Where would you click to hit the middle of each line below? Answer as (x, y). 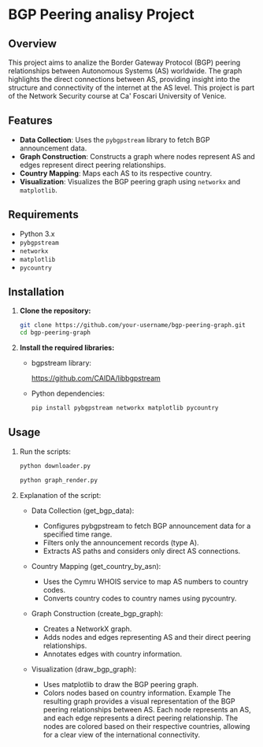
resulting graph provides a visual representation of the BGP (139, 701)
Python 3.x (37, 233)
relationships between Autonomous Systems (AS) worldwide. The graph (125, 71)
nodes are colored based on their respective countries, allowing (146, 726)
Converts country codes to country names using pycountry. (140, 598)
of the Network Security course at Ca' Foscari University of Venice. (117, 96)
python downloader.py (55, 466)
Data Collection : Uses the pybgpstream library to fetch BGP (115, 139)
